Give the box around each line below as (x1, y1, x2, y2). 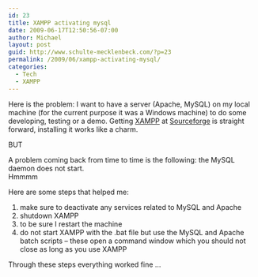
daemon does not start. (8, 163, 85, 173)
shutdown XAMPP (19, 211, 79, 220)
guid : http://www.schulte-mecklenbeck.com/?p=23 (8, 48, 172, 56)
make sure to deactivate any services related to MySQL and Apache (19, 202, 242, 211)
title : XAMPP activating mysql (8, 19, 112, 27)
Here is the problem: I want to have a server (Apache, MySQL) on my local (8, 99, 251, 109)
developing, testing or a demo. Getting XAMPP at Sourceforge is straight (8, 116, 245, 125)
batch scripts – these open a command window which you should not (19, 236, 246, 245)
